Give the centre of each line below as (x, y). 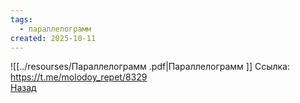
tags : (21, 19)
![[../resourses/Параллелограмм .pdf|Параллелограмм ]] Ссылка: (150, 67)
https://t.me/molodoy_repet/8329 (79, 77)
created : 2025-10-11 (53, 38)
